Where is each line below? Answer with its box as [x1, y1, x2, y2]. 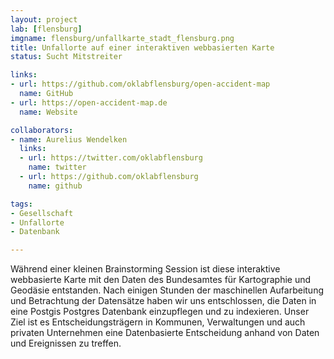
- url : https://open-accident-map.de [10, 97, 168, 108]
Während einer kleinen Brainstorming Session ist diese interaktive [10, 263, 281, 275]
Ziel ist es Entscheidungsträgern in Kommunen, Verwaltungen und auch [10, 316, 306, 328]
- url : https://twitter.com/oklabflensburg [19, 153, 203, 163]
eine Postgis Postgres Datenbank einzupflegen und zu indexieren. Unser [10, 306, 310, 318]
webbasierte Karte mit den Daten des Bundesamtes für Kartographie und [10, 274, 312, 286]
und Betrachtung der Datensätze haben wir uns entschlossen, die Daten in [10, 295, 317, 307]
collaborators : [10, 125, 74, 135]
